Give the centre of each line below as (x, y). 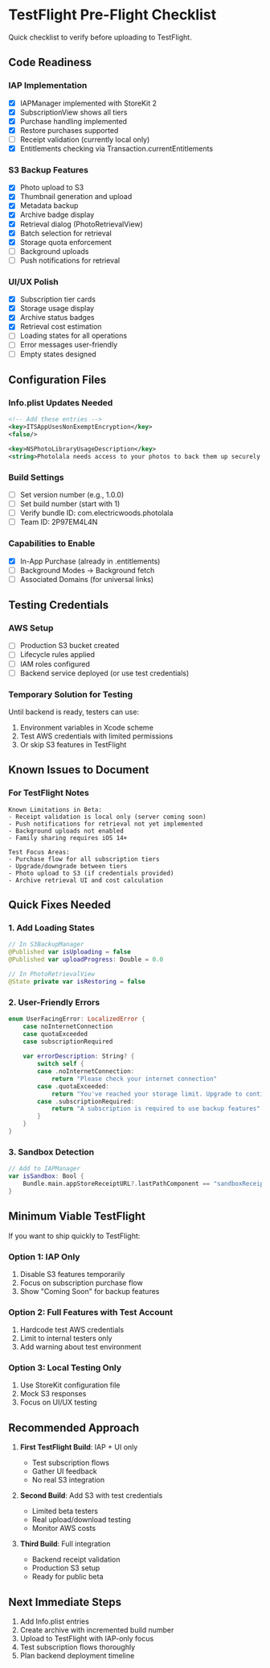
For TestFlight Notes (49, 793)
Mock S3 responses (53, 1394)
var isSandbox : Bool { (46, 1176)
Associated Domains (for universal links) (87, 579)
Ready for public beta (67, 1577)
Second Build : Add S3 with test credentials (91, 1495)
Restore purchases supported (69, 130)
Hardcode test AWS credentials (72, 1330)
